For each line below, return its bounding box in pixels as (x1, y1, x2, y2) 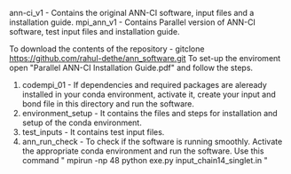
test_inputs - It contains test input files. (21, 127, 165, 137)
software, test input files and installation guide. (9, 27, 180, 36)
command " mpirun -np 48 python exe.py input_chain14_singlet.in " (21, 155, 268, 165)
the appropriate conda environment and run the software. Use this (21, 146, 264, 156)
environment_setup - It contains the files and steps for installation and (21, 108, 278, 118)
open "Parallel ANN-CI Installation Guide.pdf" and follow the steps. (9, 62, 254, 73)
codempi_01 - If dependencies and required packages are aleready (21, 80, 268, 90)
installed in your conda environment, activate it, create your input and (21, 89, 277, 99)
